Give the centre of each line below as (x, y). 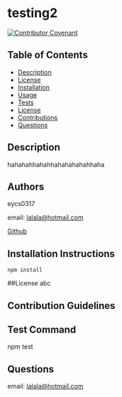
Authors (26, 186)
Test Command (42, 329)
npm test (20, 347)
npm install (25, 270)
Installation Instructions (61, 254)
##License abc (29, 283)
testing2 (33, 13)
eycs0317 (21, 204)
